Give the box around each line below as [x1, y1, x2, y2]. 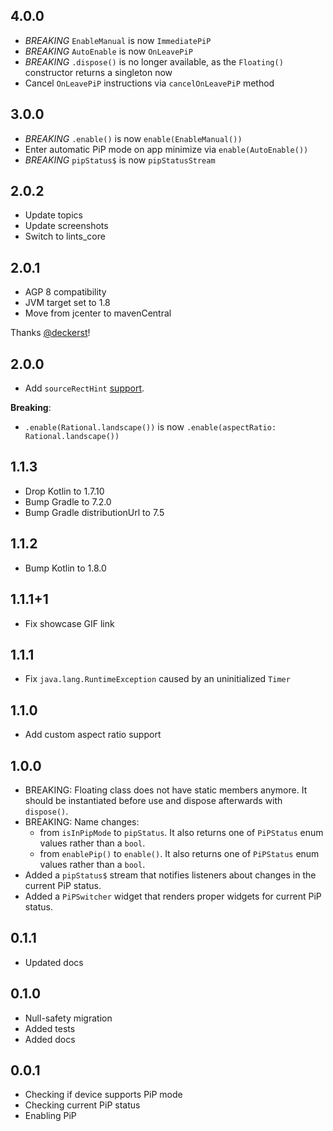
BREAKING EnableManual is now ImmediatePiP [24, 34, 212, 46]
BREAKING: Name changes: [24, 815, 140, 828]
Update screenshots [24, 220, 109, 232]
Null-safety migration [24, 1012, 113, 1024]
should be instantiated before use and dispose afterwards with [24, 794, 283, 806]
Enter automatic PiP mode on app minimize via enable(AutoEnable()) [24, 143, 309, 155]
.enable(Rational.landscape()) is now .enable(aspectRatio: [24, 421, 277, 433]
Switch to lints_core [24, 230, 106, 243]
